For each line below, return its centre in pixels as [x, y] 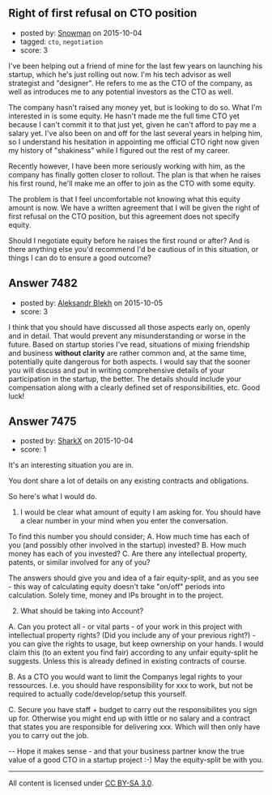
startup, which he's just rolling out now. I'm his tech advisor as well [120, 74]
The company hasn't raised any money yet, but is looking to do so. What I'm [135, 107]
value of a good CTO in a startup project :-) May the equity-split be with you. [136, 760]
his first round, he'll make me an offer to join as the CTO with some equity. [132, 183]
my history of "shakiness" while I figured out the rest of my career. [119, 150]
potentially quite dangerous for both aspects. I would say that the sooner [130, 361]
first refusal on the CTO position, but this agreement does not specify [124, 216]
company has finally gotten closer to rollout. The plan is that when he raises [135, 174]
